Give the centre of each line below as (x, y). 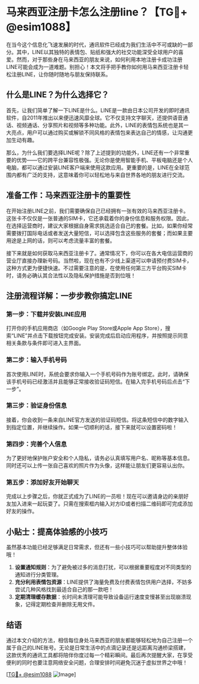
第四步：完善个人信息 (36, 444)
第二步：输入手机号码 (36, 360)
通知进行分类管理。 (38, 575)
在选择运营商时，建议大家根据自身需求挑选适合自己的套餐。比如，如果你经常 (99, 226)
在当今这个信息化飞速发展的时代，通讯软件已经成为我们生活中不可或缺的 (94, 45)
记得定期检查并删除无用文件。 (62, 604)
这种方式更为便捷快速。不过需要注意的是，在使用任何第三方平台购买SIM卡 (97, 268)
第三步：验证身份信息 (36, 406)
